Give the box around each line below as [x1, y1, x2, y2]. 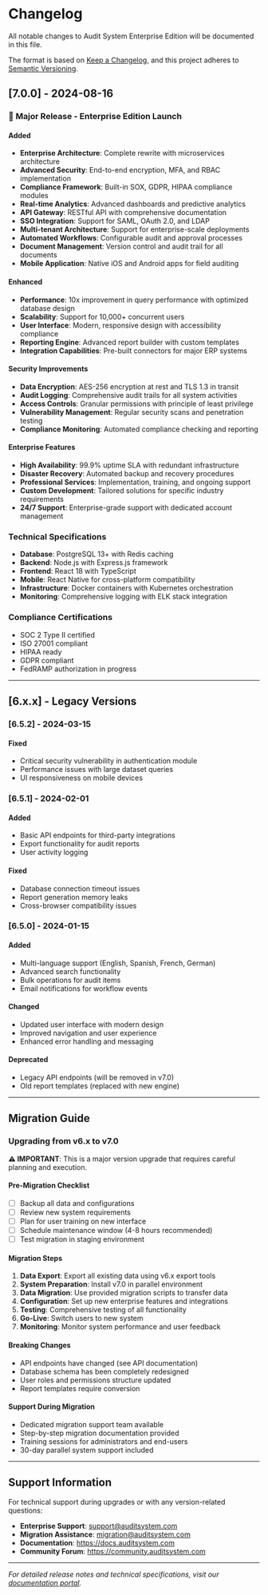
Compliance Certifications [8, 612, 113, 623]
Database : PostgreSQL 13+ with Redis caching [19, 549, 174, 559]
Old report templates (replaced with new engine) [19, 1081, 180, 1091]
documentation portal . [8, 1577, 82, 1587]
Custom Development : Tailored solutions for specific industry [19, 486, 224, 495]
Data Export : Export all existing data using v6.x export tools [19, 1271, 216, 1281]
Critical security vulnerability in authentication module [19, 756, 198, 766]
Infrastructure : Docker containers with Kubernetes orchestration [19, 583, 234, 593]
